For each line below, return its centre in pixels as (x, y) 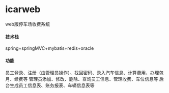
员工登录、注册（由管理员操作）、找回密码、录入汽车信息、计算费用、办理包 (84, 73)
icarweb (23, 9)
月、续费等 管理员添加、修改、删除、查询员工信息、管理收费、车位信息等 (82, 79)
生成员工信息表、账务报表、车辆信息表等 (52, 85)
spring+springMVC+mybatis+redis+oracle (50, 48)
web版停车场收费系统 (27, 24)
